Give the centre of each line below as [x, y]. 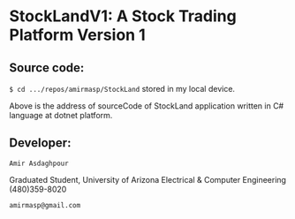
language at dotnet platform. [61, 115]
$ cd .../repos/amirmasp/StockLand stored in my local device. [122, 89]
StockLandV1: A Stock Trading [123, 16]
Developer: [40, 143]
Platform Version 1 [77, 35]
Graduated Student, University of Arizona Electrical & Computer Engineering [148, 179]
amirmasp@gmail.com [45, 205]
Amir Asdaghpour [39, 163]
